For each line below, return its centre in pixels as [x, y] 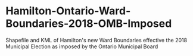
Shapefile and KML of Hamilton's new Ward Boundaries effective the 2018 [96, 40]
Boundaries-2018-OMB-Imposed [89, 24]
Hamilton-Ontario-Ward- [68, 11]
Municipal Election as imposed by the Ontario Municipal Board [82, 46]
